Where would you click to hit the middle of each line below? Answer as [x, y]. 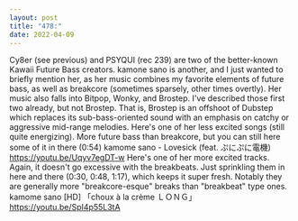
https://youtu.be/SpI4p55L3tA [65, 207]
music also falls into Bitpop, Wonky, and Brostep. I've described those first [147, 98]
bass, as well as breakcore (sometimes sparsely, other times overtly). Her [145, 89]
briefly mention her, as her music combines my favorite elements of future [147, 79]
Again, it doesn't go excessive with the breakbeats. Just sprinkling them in [147, 167]
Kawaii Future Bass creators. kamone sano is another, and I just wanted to [146, 69]
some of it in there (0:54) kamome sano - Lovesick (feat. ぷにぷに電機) [140, 147]
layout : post [34, 18]
